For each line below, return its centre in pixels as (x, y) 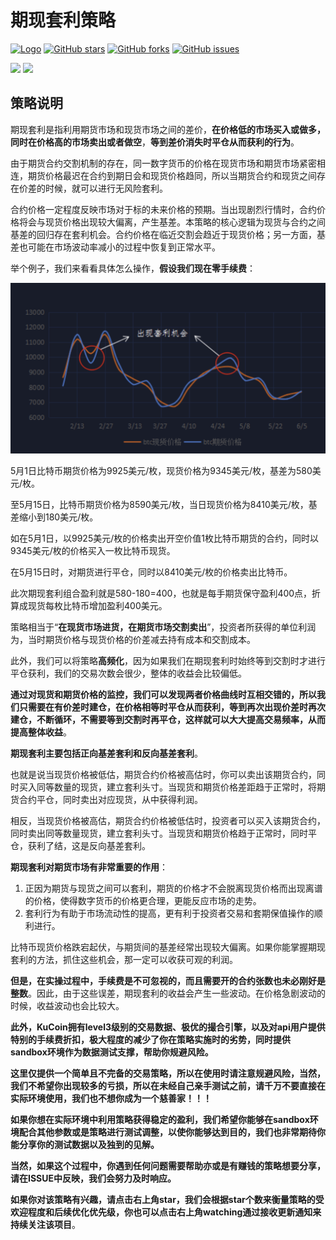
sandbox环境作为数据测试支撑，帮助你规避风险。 (112, 1052)
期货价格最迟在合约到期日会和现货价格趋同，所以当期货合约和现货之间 (172, 175)
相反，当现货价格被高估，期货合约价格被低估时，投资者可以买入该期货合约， (168, 821)
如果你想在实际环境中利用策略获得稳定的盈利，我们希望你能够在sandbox (160, 1120)
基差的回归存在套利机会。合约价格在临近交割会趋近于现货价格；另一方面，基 (168, 234)
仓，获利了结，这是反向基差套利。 (80, 846)
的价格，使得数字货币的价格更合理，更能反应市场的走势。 (143, 901)
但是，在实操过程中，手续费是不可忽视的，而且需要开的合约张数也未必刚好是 (168, 981)
